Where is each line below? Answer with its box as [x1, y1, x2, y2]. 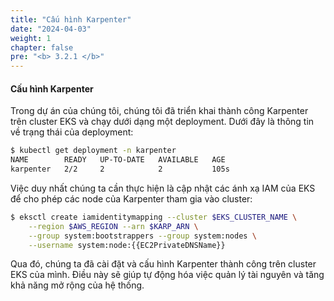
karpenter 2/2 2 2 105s [10, 164, 230, 175]
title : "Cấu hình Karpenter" [10, 14, 132, 25]
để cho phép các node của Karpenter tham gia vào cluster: [10, 192, 253, 205]
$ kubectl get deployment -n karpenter [10, 146, 177, 156]
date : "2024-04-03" [10, 24, 92, 34]
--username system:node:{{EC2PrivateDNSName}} [28, 240, 226, 250]
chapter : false [10, 42, 74, 53]
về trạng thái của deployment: [10, 126, 134, 138]
